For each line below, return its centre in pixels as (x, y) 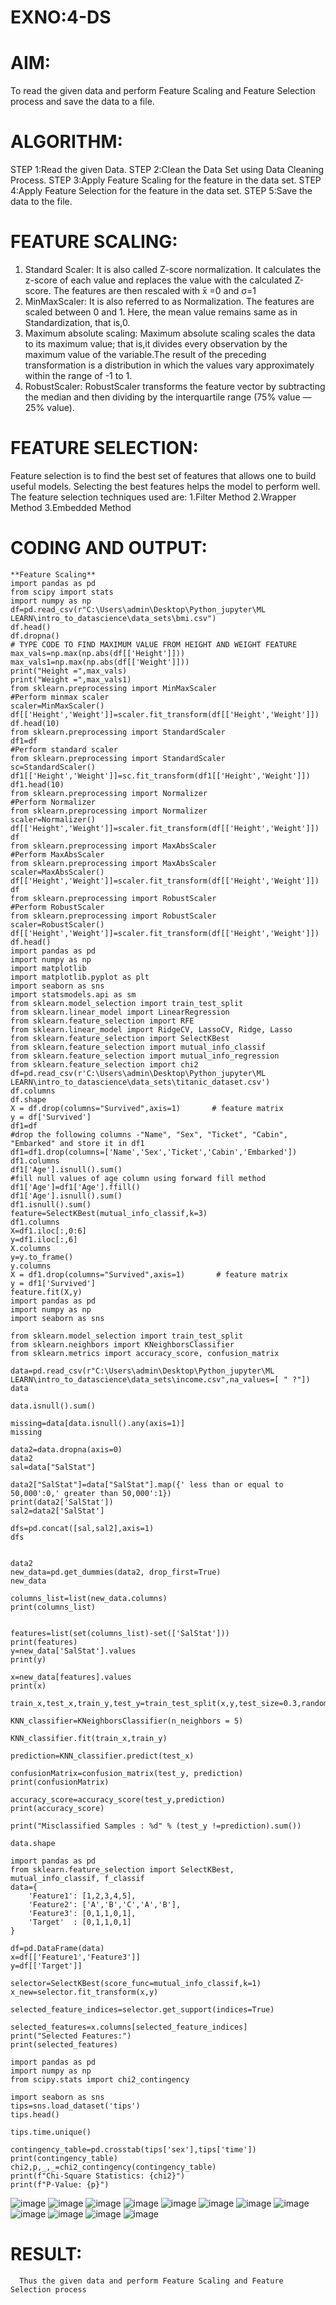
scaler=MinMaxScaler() (57, 706)
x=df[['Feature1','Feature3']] (75, 1957)
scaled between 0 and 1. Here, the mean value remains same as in (161, 312)
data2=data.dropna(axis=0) (66, 1449)
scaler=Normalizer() (53, 819)
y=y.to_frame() (42, 1257)
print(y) (28, 1659)
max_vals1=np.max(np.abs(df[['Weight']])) (100, 662)
